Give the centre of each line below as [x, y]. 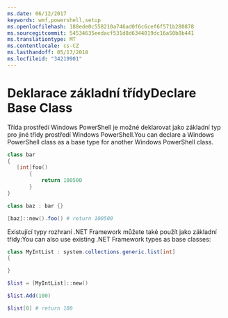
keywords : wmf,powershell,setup [54, 20]
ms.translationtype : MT [42, 40]
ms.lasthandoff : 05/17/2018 [48, 53]
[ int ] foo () [32, 167]
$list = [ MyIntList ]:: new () [48, 283]
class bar [22, 154]
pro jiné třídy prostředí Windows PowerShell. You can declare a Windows [111, 134]
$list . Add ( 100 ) [29, 296]
